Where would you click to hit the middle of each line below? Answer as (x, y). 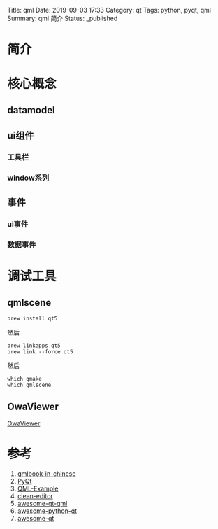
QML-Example (38, 488)
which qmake (24, 379)
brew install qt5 (32, 319)
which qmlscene (29, 385)
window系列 (28, 178)
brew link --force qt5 (40, 352)
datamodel (31, 110)
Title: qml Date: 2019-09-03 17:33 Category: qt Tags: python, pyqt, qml (109, 10)
